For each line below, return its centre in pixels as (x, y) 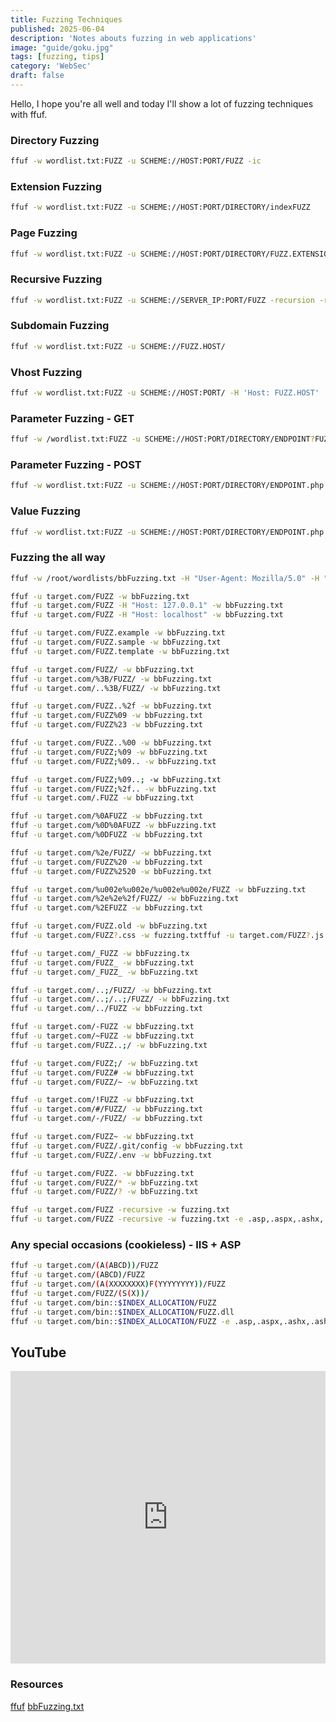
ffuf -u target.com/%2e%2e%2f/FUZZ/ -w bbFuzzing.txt (125, 899)
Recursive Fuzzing (56, 279)
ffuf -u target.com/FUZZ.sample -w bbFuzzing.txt (116, 642)
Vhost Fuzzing (46, 372)
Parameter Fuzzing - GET (72, 418)
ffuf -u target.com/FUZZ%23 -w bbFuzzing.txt (106, 725)
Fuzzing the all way (58, 558)
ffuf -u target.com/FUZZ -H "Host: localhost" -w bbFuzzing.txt (147, 615)
